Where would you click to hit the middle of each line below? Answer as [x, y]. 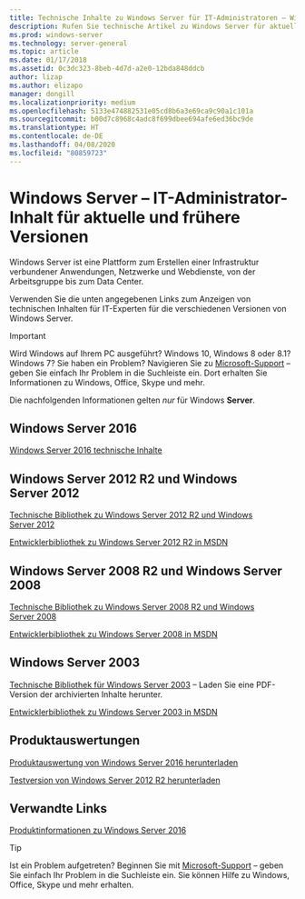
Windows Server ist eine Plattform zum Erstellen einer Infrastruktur [134, 262]
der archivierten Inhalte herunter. [101, 694]
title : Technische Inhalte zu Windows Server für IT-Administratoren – [148, 18]
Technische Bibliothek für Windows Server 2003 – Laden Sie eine [132, 684]
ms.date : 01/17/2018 [49, 60]
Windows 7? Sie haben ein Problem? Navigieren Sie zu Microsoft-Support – [150, 363]
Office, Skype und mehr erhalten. [72, 885]
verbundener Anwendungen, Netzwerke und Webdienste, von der [133, 271]
